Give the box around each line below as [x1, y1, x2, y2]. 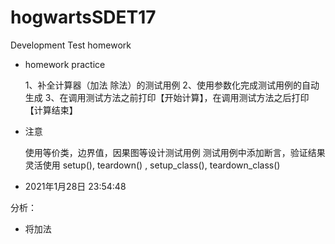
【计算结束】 [24, 104, 78, 116]
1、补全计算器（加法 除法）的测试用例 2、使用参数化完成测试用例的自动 [24, 79, 320, 91]
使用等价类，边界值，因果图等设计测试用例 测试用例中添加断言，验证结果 [24, 146, 326, 158]
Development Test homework [10, 39, 132, 51]
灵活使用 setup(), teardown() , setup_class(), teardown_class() [24, 159, 281, 171]
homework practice [24, 58, 106, 70]
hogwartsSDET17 [10, 6, 157, 29]
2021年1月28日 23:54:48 [24, 180, 127, 192]
